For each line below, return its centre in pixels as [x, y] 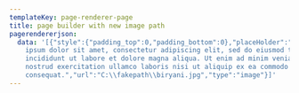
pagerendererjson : [43, 34]
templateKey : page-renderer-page [71, 17]
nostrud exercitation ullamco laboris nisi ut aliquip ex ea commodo [157, 67]
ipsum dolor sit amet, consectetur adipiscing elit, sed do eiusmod [155, 50]
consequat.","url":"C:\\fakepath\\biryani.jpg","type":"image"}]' [151, 75]
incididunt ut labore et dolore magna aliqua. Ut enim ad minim [147, 58]
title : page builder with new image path [87, 26]
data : [28, 42]
